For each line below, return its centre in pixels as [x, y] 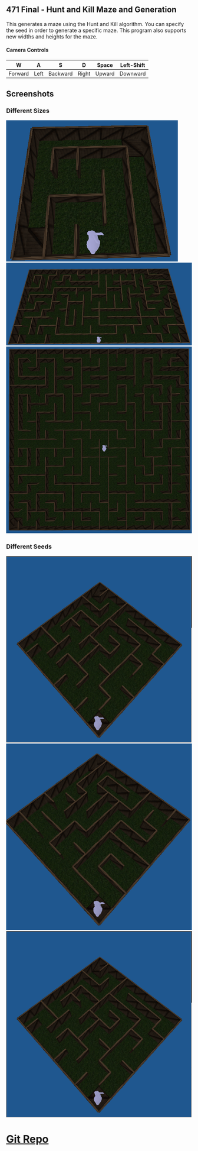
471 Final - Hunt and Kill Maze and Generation [91, 10]
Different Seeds [29, 547]
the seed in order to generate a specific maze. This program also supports [96, 30]
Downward [133, 73]
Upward [105, 73]
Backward [60, 73]
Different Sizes [28, 111]
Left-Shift [133, 65]
